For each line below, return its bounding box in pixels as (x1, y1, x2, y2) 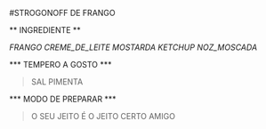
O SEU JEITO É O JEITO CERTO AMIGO (30, 111, 176, 121)
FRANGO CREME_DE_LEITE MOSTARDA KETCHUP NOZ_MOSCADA (9, 42, 258, 52)
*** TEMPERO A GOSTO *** (9, 60, 113, 69)
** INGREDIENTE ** (9, 25, 82, 35)
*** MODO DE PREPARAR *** (9, 93, 117, 104)
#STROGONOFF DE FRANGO (9, 8, 116, 18)
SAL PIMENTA (30, 77, 84, 87)
